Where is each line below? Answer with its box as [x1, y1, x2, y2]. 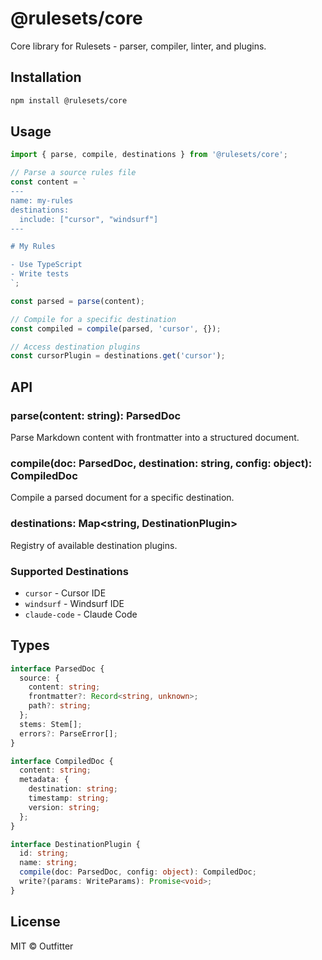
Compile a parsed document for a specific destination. [10, 492, 235, 504]
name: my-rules [10, 195, 74, 206]
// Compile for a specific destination [10, 314, 177, 324]
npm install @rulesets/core [10, 95, 128, 106]
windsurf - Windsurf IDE [24, 597, 125, 609]
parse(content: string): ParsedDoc [10, 408, 182, 422]
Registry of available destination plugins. [10, 539, 178, 551]
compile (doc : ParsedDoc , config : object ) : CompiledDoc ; [19, 867, 257, 877]
